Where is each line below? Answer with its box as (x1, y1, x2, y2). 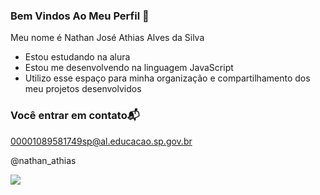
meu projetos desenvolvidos (24, 83, 142, 95)
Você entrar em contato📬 (10, 109, 140, 123)
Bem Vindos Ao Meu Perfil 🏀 (10, 9, 150, 23)
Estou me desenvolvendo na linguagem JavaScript (24, 62, 234, 74)
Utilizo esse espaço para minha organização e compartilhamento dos (24, 72, 311, 84)
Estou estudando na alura (24, 51, 131, 63)
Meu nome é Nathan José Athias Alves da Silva (10, 32, 205, 44)
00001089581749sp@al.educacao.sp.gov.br (10, 135, 193, 147)
